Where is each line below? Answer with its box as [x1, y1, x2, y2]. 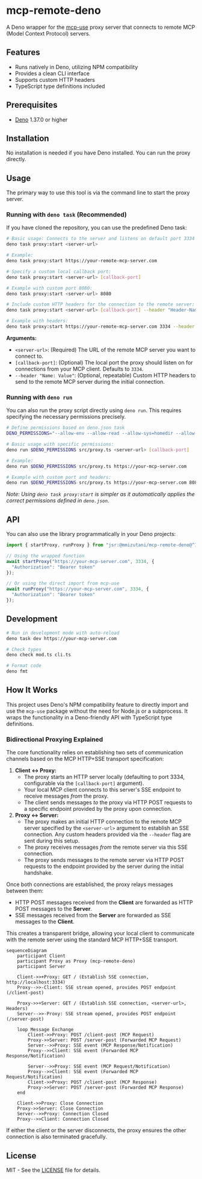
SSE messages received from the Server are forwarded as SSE [14, 912, 171, 919]
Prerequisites [6, 100, 58, 110]
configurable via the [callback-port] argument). [23, 780, 144, 787]
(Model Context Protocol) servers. [6, 29, 91, 37]
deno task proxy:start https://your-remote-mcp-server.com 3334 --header [6, 324, 195, 330]
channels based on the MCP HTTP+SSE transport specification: [6, 756, 164, 763]
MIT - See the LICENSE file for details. [6, 1166, 101, 1174]
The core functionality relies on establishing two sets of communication [6, 749, 183, 756]
